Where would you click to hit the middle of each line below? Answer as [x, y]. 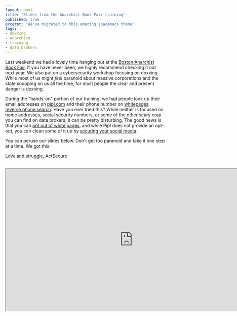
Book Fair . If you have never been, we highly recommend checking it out [81, 67]
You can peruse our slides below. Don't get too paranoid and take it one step [85, 141]
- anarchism [18, 38]
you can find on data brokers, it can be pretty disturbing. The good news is [83, 120]
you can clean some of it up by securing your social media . [76, 131]
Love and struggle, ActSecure [36, 156]
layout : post [19, 10]
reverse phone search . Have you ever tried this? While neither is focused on [84, 109]
